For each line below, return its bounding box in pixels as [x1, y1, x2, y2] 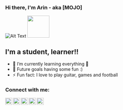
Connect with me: [5, 86, 50, 93]
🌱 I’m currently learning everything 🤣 [12, 61, 89, 67]
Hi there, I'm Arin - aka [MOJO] [5, 4, 82, 11]
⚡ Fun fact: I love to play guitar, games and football [12, 72, 118, 78]
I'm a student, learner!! [5, 47, 79, 56]
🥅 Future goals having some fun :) [12, 66, 83, 72]
